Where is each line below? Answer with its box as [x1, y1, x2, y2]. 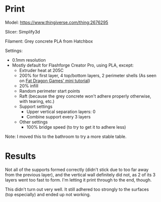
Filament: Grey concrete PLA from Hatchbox [5, 38, 93, 44]
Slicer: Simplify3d [5, 29, 40, 34]
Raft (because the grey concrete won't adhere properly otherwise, [19, 93, 151, 99]
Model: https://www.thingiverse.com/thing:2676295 [5, 19, 109, 25]
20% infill [19, 83, 39, 88]
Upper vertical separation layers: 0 [26, 108, 96, 115]
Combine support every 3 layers [26, 114, 91, 119]
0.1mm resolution [12, 57, 46, 63]
